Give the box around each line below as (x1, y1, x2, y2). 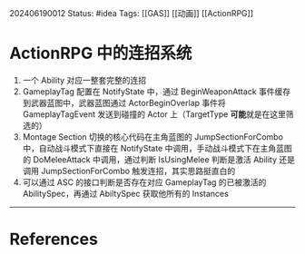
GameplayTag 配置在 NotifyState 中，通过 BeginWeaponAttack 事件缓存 (22, 85, 291, 97)
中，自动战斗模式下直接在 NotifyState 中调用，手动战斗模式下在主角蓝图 (22, 142, 292, 153)
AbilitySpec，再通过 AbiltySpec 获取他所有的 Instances (22, 188, 229, 199)
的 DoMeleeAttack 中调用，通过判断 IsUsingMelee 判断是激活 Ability (22, 153, 278, 165)
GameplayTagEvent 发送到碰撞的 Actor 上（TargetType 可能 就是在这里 (22, 108, 287, 120)
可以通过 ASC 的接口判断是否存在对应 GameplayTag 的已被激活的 (22, 176, 267, 188)
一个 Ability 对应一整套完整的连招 (22, 74, 147, 85)
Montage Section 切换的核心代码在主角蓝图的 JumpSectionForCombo (22, 131, 284, 142)
